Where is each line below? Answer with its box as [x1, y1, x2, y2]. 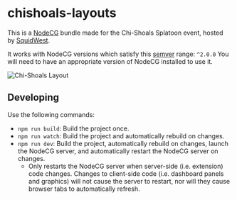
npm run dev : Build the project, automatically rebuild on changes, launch [17, 139, 229, 148]
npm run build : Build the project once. [17, 124, 130, 133]
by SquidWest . [7, 35, 51, 44]
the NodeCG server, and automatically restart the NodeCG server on [17, 147, 218, 155]
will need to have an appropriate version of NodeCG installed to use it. [7, 57, 214, 65]
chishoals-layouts [7, 5, 117, 21]
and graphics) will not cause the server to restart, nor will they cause [28, 177, 230, 185]
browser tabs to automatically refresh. [28, 184, 140, 193]
